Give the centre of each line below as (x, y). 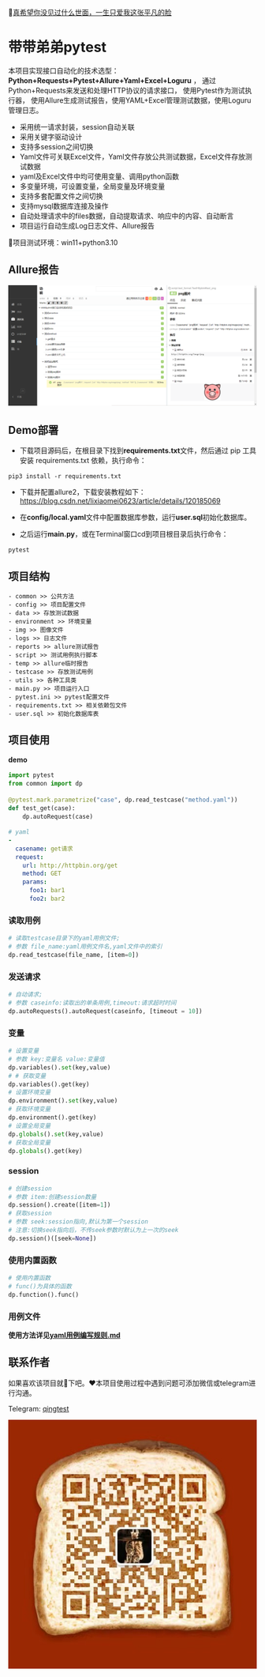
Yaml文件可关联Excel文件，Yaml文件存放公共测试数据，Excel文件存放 (132, 156)
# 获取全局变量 (30, 1142)
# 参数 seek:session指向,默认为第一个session (78, 1222)
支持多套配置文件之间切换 (61, 196)
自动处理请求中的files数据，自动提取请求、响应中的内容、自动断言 (127, 216)
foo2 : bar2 (47, 899)
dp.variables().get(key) (49, 1084)
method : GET (42, 874)
